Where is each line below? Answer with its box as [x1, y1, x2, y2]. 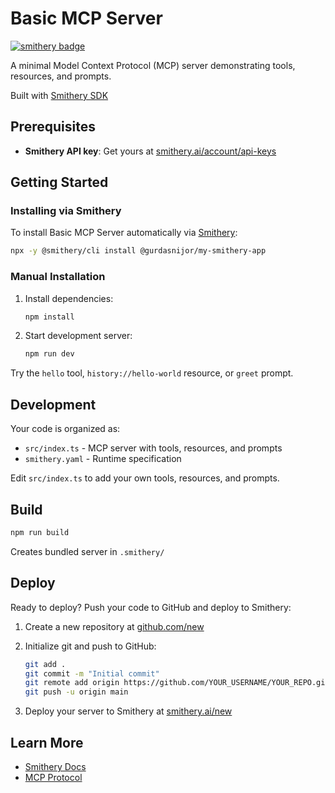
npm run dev [24, 349, 75, 359]
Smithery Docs [24, 760, 87, 772]
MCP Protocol [24, 771, 83, 783]
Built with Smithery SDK [10, 89, 109, 101]
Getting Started [10, 174, 109, 191]
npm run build [10, 527, 70, 537]
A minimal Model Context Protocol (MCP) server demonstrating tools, [10, 59, 296, 71]
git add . [24, 659, 67, 669]
